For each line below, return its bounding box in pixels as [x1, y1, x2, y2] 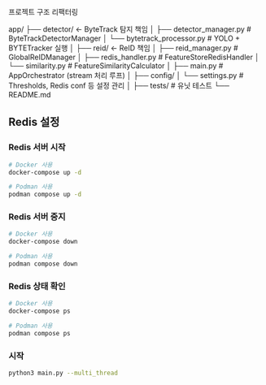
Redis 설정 [8, 115, 60, 129]
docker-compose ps [8, 307, 71, 315]
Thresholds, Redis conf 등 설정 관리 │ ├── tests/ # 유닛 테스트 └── [8, 80, 230, 90]
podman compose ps [8, 329, 71, 337]
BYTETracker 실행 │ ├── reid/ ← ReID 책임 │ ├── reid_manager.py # [8, 43, 238, 53]
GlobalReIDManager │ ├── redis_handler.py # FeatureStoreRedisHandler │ [8, 52, 260, 62]
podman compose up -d [8, 190, 82, 199]
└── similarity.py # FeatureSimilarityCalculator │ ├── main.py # [8, 61, 224, 71]
